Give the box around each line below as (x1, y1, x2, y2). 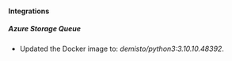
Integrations (8, 6, 50, 16)
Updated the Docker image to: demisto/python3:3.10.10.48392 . (19, 44, 224, 53)
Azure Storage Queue (8, 24, 82, 34)
